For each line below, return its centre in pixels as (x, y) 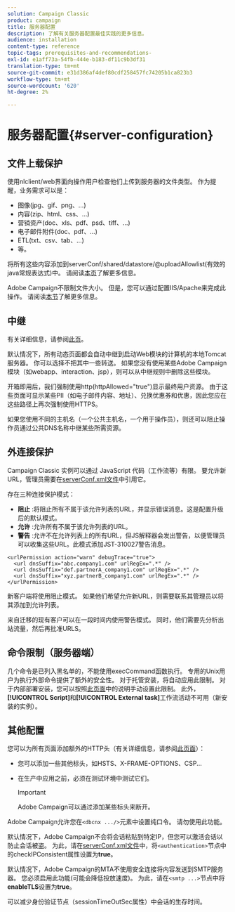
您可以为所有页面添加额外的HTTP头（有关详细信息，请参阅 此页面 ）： (106, 748)
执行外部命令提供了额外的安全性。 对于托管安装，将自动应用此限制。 (119, 679)
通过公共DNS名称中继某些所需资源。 (72, 428)
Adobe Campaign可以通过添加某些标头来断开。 (86, 807)
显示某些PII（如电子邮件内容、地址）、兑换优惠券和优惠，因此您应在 (129, 395)
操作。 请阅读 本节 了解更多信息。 (54, 297)
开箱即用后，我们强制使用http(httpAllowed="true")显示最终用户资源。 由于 (115, 386)
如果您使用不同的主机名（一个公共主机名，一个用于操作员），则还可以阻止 (113, 419)
